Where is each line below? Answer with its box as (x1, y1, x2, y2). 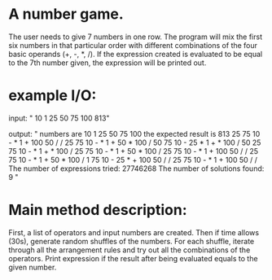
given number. (8, 262, 57, 272)
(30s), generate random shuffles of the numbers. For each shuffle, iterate (8, 236, 255, 246)
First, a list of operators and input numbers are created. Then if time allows (8, 227, 259, 237)
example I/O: (8, 86, 97, 105)
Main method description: (8, 201, 187, 220)
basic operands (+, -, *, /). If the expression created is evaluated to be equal (8, 49, 263, 59)
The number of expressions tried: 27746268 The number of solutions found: (8, 164, 265, 173)
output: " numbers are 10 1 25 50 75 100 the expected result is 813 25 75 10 (8, 129, 261, 138)
